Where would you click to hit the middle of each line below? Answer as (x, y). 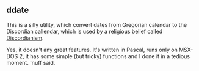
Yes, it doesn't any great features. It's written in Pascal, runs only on (92, 50)
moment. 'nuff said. (31, 62)
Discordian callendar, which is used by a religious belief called (85, 31)
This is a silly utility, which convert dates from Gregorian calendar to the (97, 24)
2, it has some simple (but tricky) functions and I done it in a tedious (105, 56)
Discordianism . (25, 38)
